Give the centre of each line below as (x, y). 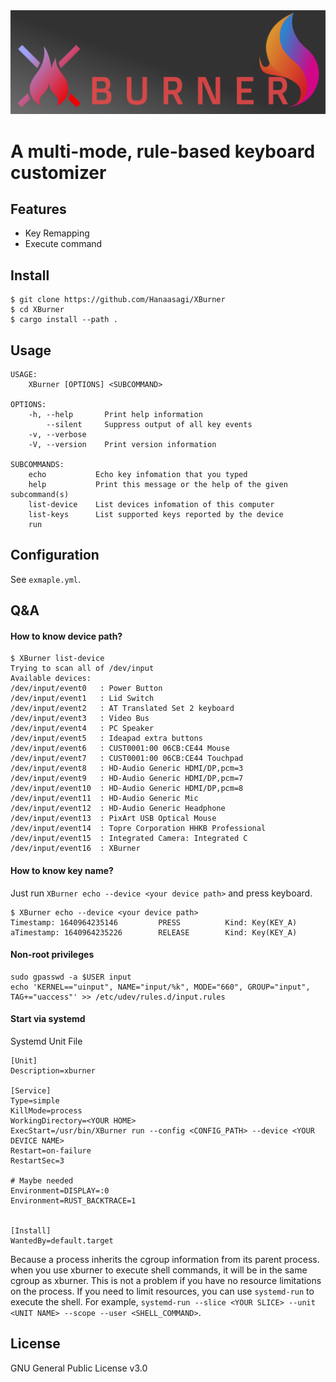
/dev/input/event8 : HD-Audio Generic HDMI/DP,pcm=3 (127, 769)
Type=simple (35, 1101)
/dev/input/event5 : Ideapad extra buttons (106, 739)
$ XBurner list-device (57, 659)
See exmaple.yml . (46, 579)
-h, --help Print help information (115, 414)
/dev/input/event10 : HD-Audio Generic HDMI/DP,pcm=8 (127, 789)
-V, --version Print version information (122, 444)
